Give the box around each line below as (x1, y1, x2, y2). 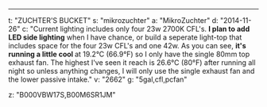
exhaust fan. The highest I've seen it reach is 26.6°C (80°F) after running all (8, 58, 256, 67)
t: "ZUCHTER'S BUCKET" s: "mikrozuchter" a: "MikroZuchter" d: (8, 16, 219, 25)
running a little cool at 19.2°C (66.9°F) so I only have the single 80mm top (8, 49, 250, 59)
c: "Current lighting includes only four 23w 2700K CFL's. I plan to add (21, 25, 250, 33)
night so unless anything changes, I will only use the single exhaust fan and (8, 67, 255, 75)
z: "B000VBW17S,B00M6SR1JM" (8, 90, 116, 99)
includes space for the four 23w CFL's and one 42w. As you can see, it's (8, 41, 246, 50)
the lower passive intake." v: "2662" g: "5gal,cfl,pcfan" (8, 75, 188, 84)
